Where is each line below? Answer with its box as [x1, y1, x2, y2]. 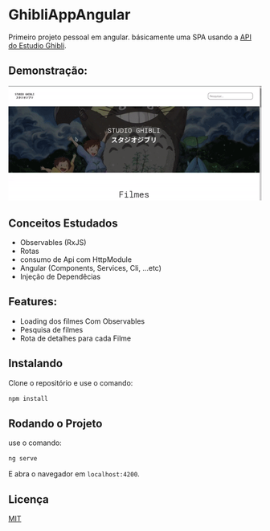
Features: [8, 295, 58, 308]
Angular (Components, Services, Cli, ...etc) [19, 263, 162, 273]
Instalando [8, 357, 63, 370]
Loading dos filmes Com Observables [19, 316, 145, 326]
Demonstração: [8, 64, 88, 78]
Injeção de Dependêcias [19, 272, 101, 282]
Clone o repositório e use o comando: [8, 378, 133, 387]
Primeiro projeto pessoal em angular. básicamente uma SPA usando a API [8, 32, 252, 42]
